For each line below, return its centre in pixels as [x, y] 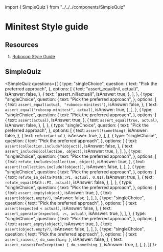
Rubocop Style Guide [34, 56]
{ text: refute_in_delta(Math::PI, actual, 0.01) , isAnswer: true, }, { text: [80, 177]
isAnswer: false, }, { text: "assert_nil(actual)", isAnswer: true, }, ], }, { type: [80, 94]
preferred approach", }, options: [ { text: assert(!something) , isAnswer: [77, 130]
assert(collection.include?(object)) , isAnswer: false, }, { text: [69, 146]
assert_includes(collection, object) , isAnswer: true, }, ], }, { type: [73, 151]
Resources [22, 45]
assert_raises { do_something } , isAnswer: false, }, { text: [64, 239]
